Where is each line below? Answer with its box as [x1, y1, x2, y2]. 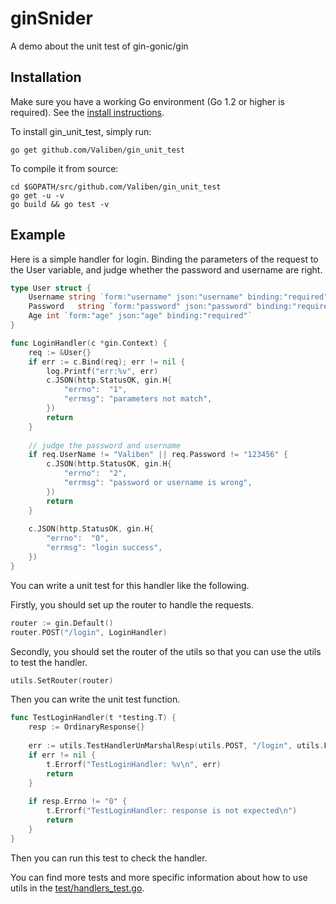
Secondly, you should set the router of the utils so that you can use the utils [10, 645, 322, 657]
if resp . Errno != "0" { [28, 797, 128, 807]
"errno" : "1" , [63, 385, 128, 395]
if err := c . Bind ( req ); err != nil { [28, 357, 186, 367]
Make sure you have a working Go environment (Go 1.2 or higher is [10, 95, 285, 107]
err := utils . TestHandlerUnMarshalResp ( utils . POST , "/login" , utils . [28, 741, 325, 751]
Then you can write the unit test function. [10, 693, 181, 706]
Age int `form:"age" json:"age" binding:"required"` [28, 311, 253, 321]
